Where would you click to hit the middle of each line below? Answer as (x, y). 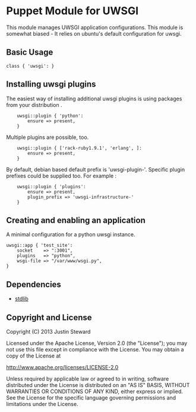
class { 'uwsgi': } (30, 66)
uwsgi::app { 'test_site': (39, 245)
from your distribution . (34, 104)
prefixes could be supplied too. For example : (61, 176)
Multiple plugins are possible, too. (48, 137)
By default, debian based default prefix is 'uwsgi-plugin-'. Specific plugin (96, 169)
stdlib (21, 299)
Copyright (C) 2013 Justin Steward (48, 332)
